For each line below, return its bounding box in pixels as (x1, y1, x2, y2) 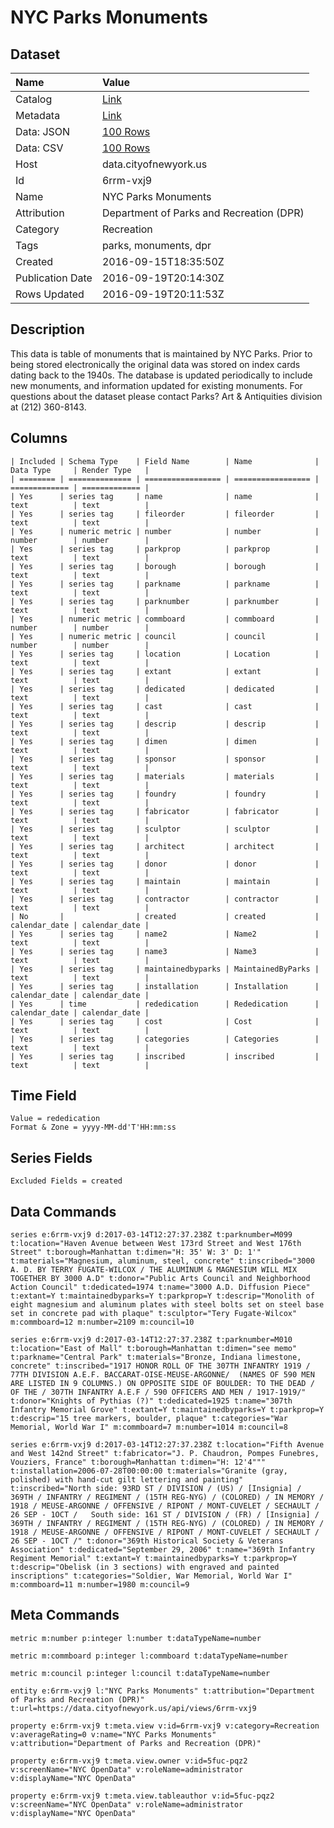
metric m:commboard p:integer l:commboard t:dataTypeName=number (10, 1651, 288, 1661)
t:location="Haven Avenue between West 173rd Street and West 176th (10, 1239, 302, 1249)
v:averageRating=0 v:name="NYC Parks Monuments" (10, 1729, 217, 1740)
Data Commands (10, 1203, 117, 1220)
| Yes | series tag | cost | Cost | (10, 1016, 320, 1026)
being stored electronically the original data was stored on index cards (10, 358, 301, 370)
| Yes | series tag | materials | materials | (10, 771, 320, 781)
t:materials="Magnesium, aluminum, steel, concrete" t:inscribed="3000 (10, 1256, 315, 1266)
